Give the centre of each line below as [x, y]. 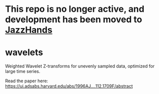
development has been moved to [74, 19]
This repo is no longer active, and [75, 9]
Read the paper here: [27, 81]
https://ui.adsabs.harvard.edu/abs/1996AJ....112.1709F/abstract [69, 86]
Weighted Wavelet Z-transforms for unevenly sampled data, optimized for [80, 66]
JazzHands [29, 30]
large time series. [23, 71]
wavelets [24, 52]
